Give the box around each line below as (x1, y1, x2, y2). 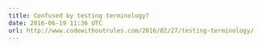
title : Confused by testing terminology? (8, 11, 150, 20)
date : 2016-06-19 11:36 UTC (8, 19, 103, 27)
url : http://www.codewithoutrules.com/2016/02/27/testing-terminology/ (8, 26, 254, 34)
